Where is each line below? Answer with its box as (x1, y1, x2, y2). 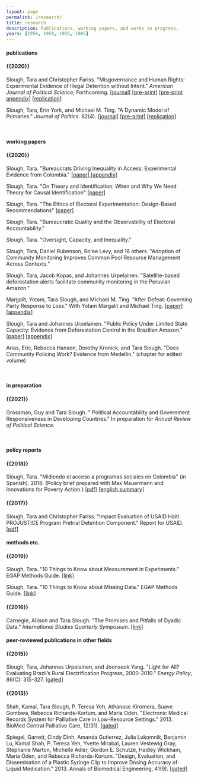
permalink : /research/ (6, 14, 62, 20)
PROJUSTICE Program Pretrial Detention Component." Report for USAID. (6, 519, 184, 526)
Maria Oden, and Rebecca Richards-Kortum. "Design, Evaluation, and (6, 752, 176, 760)
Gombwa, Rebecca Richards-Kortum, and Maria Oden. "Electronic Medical (6, 709, 188, 716)
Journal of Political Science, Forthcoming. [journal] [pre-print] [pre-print (6, 89, 183, 96)
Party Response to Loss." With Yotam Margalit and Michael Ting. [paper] (6, 302, 183, 309)
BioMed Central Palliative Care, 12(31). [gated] (6, 722, 119, 729)
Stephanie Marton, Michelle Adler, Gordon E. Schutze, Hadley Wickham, (6, 746, 182, 753)
